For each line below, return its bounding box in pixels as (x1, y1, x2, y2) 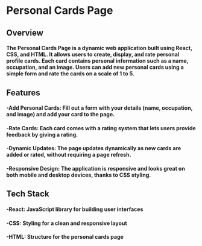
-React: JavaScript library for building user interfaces (6, 206, 144, 213)
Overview (6, 28, 44, 38)
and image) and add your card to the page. (6, 111, 115, 118)
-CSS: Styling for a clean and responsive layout (6, 219, 128, 227)
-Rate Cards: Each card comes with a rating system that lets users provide (6, 124, 196, 131)
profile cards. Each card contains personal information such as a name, (6, 57, 189, 65)
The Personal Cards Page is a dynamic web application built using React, (6, 45, 193, 52)
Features (6, 87, 40, 98)
